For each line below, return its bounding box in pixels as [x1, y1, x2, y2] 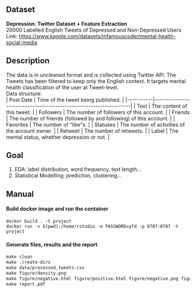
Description [6, 56, 50, 66]
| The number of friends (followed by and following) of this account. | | [6, 115, 175, 122]
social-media [6, 39, 38, 46]
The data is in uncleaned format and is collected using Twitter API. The [6, 71, 176, 78]
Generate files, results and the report [6, 241, 98, 248]
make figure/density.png [6, 270, 66, 276]
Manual [6, 189, 34, 199]
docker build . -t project [6, 219, 72, 225]
